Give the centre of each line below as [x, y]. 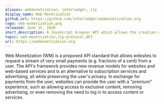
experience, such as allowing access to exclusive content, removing [73, 87]
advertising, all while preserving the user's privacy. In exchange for [72, 76]
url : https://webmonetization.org [40, 42]
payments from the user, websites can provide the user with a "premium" [79, 81]
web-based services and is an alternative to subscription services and [76, 71]
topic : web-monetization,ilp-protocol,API [49, 37]
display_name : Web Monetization [38, 14]
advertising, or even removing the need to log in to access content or [74, 92]
